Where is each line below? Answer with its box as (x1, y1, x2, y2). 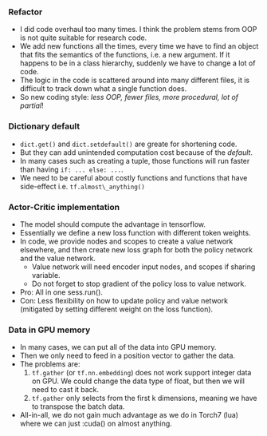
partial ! (19, 101, 44, 110)
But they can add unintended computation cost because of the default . (19, 147, 253, 157)
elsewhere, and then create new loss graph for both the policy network (19, 244, 253, 254)
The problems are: (19, 359, 81, 369)
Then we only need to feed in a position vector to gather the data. (19, 351, 236, 361)
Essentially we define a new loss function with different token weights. (19, 228, 251, 237)
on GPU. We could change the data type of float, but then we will (31, 376, 245, 386)
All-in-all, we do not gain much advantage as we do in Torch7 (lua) (19, 410, 239, 420)
